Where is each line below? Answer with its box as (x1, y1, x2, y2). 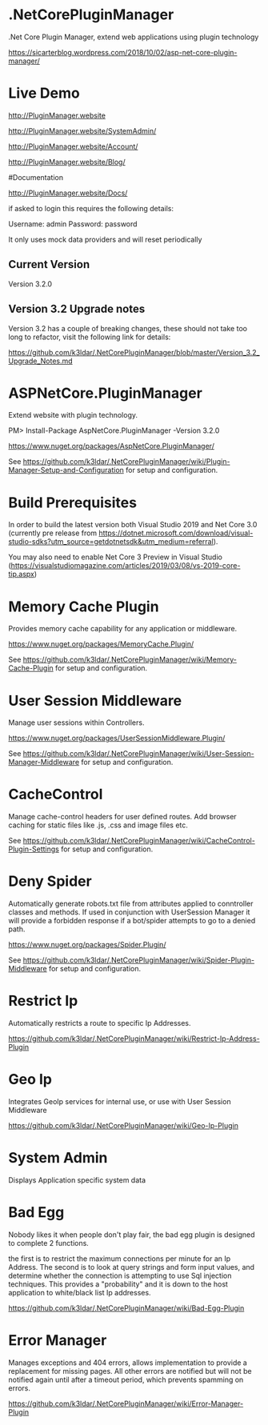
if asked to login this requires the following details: (8, 203, 174, 213)
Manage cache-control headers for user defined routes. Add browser (8, 812, 238, 822)
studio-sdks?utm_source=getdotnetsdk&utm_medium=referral (8, 537, 214, 546)
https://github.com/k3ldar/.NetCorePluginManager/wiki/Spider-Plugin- (22, 955, 254, 965)
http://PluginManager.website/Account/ (8, 142, 138, 151)
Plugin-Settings (8, 844, 60, 854)
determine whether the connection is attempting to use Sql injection (8, 1271, 232, 1280)
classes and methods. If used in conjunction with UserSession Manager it (8, 907, 250, 917)
